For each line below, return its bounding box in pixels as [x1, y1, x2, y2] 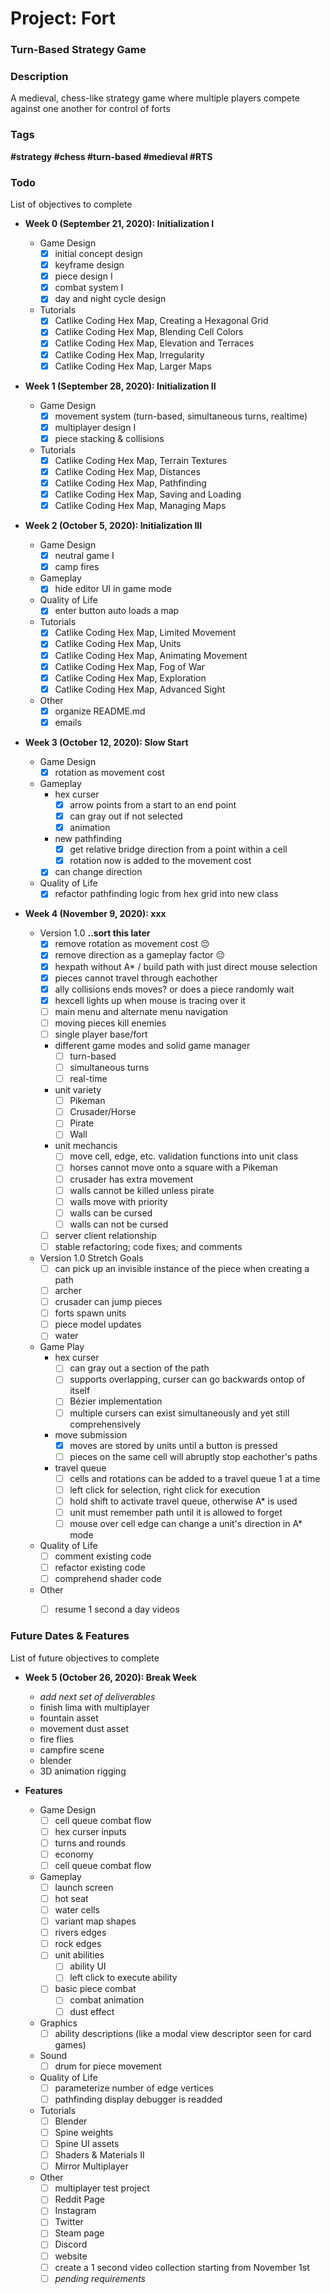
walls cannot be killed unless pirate [69, 1184, 215, 1196]
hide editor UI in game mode [54, 583, 172, 595]
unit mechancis [54, 1140, 118, 1152]
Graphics [39, 2017, 78, 2029]
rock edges [54, 1938, 102, 1950]
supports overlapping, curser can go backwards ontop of [69, 1373, 306, 1386]
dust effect [69, 2005, 115, 2017]
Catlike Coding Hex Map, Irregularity [54, 348, 205, 361]
